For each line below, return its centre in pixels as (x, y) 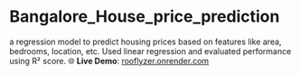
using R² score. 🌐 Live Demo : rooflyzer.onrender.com (109, 61)
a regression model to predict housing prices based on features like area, (145, 42)
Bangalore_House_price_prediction (145, 17)
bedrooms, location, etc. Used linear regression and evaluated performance (150, 51)
